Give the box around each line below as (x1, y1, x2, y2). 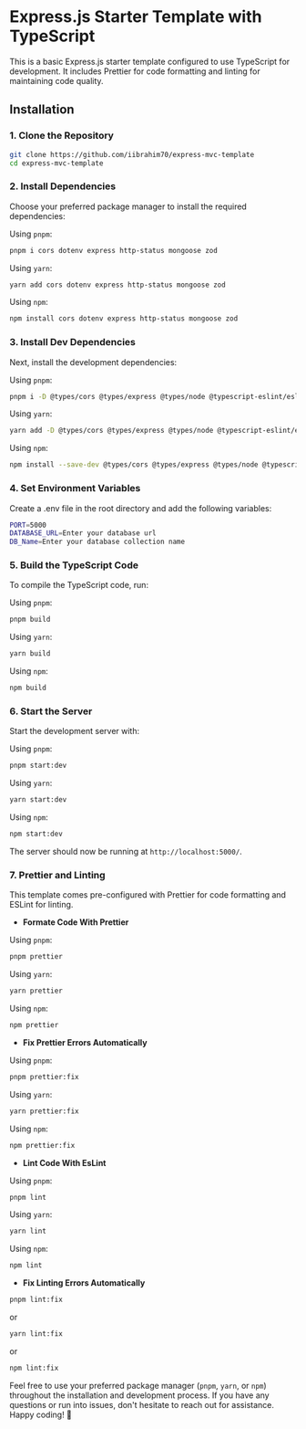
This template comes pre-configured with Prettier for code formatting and (9, 889, 287, 900)
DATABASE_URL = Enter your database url (9, 529, 157, 538)
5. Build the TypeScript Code (9, 559, 139, 572)
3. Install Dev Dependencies (9, 336, 137, 349)
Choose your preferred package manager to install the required (9, 201, 248, 212)
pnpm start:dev (9, 761, 67, 771)
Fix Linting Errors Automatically (22, 1277, 146, 1288)
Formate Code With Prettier (22, 917, 129, 928)
